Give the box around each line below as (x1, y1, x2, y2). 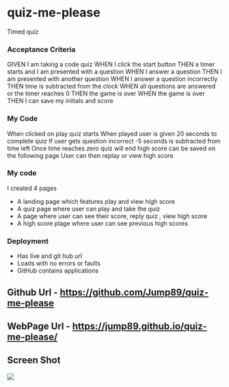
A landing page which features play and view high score (16, 197, 176, 205)
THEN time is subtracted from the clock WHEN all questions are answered (7, 82, 216, 91)
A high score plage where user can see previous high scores (16, 219, 188, 227)
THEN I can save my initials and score (7, 97, 114, 105)
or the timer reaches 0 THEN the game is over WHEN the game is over (7, 89, 205, 97)
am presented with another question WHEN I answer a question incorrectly (7, 75, 218, 83)
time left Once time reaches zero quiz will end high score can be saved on (7, 144, 216, 152)
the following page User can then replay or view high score (7, 151, 174, 159)
